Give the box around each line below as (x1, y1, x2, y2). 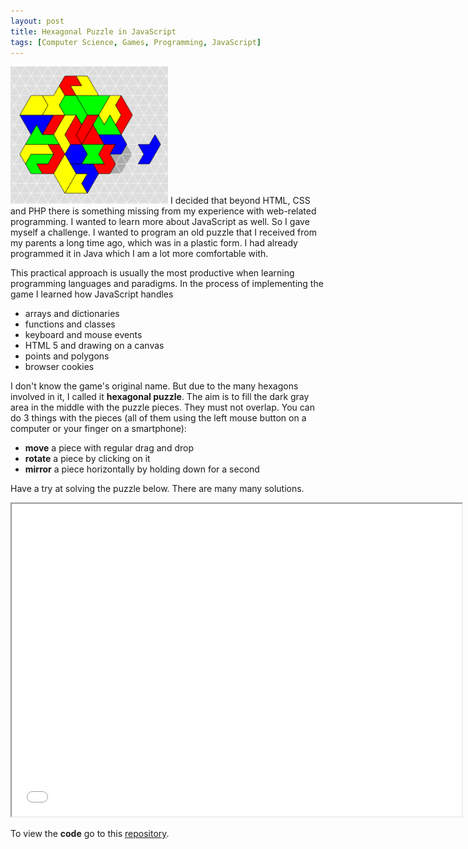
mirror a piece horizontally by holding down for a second (24, 463, 260, 475)
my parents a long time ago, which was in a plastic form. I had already (10, 237, 298, 249)
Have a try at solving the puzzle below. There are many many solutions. (10, 483, 305, 495)
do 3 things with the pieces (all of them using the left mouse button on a (10, 412, 307, 424)
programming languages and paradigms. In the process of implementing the (10, 278, 324, 290)
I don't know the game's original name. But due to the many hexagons (10, 380, 299, 392)
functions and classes (24, 318, 116, 330)
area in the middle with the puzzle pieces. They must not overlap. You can (10, 401, 316, 414)
